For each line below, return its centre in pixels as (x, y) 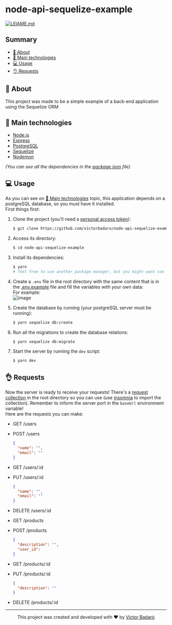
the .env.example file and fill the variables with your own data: (78, 287)
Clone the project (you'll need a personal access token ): (72, 219)
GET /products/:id (31, 564)
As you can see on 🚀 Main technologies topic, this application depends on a (85, 199)
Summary (21, 40)
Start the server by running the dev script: (57, 351)
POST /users (26, 434)
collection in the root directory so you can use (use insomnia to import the (83, 398)
